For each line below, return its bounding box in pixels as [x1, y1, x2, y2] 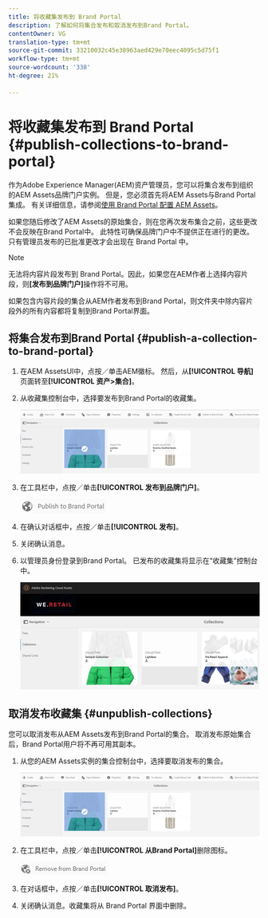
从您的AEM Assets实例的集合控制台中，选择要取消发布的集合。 [19, 756, 227, 766]
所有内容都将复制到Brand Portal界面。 [29, 305, 154, 315]
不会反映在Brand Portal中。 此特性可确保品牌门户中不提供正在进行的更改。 [8, 227, 254, 236]
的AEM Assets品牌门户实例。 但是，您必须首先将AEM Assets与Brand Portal [8, 190, 256, 199]
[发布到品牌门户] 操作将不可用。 [29, 279, 133, 289]
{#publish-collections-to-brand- [8, 136, 229, 153]
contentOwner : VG [8, 30, 66, 37]
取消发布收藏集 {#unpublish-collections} [8, 707, 213, 721]
